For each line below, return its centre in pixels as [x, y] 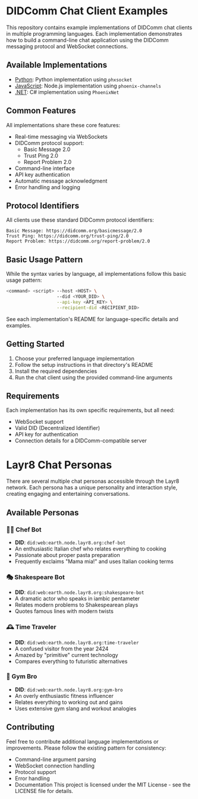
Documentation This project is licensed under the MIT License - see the [103, 784]
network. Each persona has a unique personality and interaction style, [92, 487]
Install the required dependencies [56, 371]
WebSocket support [39, 422]
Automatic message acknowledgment [61, 181]
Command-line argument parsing [55, 759]
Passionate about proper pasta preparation [67, 555]
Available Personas [43, 512]
